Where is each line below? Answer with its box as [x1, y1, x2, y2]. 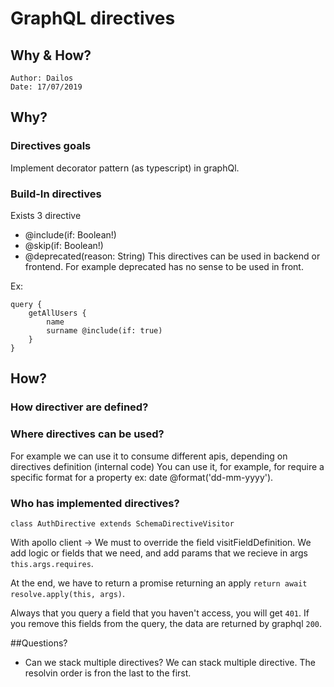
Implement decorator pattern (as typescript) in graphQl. [10, 162, 240, 174]
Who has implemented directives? [10, 496, 180, 510]
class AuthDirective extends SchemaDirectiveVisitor [10, 518, 235, 529]
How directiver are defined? [10, 400, 149, 414]
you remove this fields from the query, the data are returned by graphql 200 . [10, 617, 323, 629]
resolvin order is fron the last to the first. [24, 667, 192, 679]
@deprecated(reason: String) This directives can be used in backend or [24, 250, 321, 262]
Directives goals [10, 139, 92, 153]
